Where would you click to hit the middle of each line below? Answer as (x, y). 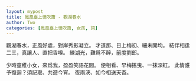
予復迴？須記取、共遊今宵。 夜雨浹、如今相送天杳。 (69, 72)
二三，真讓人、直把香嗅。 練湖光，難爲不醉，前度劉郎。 (74, 53)
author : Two (21, 22)
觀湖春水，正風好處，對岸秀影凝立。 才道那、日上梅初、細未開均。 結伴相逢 (98, 45)
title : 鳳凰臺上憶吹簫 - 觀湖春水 (44, 17)
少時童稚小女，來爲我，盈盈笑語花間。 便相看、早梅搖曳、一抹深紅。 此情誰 (98, 65)
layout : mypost (25, 11)
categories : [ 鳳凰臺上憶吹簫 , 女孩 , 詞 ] (52, 28)
